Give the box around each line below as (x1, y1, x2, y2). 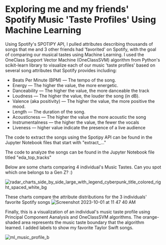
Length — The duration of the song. (12, 108, 86, 115)
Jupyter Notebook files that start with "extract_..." (5, 139, 107, 145)
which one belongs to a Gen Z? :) (5, 169, 73, 175)
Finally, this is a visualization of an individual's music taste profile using (5, 209, 150, 215)
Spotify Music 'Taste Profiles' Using (5, 14, 156, 25)
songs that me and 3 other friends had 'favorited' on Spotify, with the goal (5, 46, 157, 52)
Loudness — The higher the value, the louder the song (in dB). (12, 93, 140, 99)
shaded (5, 219, 21, 225)
